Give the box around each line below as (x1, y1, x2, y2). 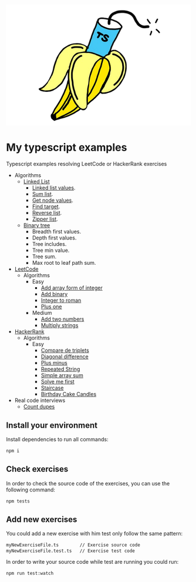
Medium (32, 310, 52, 317)
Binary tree (23, 222, 50, 229)
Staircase (40, 384, 64, 391)
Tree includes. (32, 241, 67, 248)
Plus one (40, 303, 62, 310)
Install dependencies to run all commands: (6, 435, 109, 443)
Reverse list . (32, 209, 62, 217)
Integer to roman (40, 297, 82, 304)
